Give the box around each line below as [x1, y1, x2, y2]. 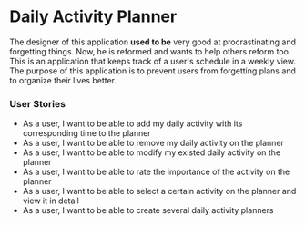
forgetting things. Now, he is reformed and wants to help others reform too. [9, 45, 291, 56]
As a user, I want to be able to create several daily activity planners [22, 205, 274, 216]
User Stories [9, 97, 66, 110]
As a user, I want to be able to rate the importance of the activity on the [22, 166, 290, 178]
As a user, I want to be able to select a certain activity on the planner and [22, 186, 297, 197]
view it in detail [22, 195, 79, 206]
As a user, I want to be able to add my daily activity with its [22, 118, 243, 129]
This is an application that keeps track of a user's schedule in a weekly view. [9, 55, 296, 66]
